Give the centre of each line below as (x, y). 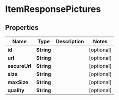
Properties (22, 28)
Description (70, 42)
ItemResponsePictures (53, 9)
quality (16, 90)
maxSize (18, 82)
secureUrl (20, 66)
